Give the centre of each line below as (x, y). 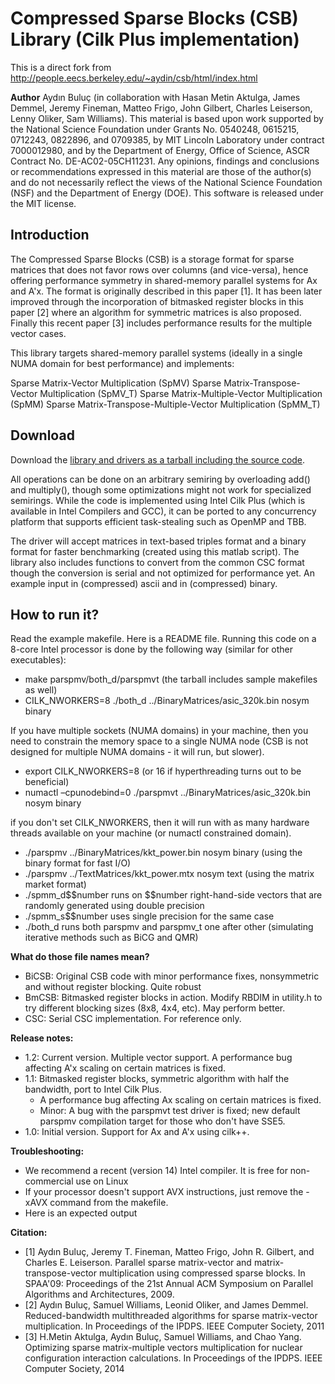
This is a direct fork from (61, 67)
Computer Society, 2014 (74, 1369)
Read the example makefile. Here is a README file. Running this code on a (163, 639)
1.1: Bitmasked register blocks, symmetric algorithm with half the (157, 1079)
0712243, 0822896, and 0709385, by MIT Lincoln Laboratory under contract (167, 139)
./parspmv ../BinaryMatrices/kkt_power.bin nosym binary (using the (163, 853)
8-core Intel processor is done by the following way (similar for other (151, 649)
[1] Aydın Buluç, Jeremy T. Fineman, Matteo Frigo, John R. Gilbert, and (169, 1252)
